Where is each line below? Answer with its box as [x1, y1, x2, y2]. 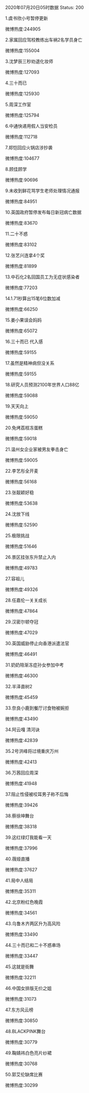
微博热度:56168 [5, 479, 37, 484]
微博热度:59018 [5, 436, 37, 441]
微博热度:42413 [5, 759, 37, 765]
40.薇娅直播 [5, 856, 30, 862]
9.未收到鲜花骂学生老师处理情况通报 [5, 188, 80, 194]
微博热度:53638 [5, 500, 38, 506]
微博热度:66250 [5, 306, 38, 312]
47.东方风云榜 [5, 1007, 34, 1013]
